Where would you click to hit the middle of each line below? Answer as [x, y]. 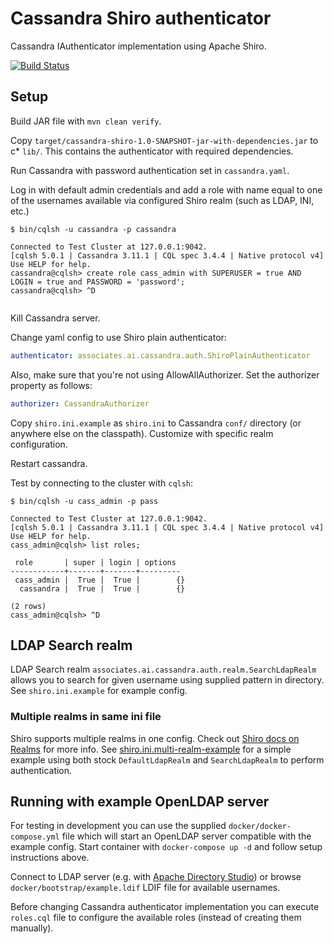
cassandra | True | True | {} [102, 588]
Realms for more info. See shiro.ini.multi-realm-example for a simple [151, 749]
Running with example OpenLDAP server [140, 801]
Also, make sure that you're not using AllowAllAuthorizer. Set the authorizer [165, 374]
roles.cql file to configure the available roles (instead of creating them [156, 918]
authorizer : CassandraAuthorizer [80, 403]
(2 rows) [28, 606]
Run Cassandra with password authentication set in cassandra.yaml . [150, 170]
